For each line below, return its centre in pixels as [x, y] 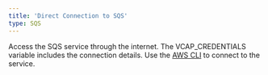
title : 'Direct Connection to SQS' [68, 16]
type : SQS [25, 23]
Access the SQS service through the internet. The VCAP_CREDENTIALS [127, 46]
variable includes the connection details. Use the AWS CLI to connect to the [134, 55]
